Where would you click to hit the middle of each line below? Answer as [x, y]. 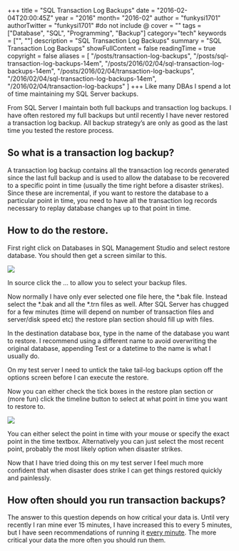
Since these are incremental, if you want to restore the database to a [108, 193]
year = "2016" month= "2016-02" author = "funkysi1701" [138, 18]
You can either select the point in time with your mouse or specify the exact [118, 433]
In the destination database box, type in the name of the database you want [118, 333]
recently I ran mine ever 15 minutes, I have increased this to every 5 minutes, [120, 525]
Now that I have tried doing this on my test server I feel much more [106, 462]
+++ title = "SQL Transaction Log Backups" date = [81, 10]
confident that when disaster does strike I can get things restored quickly [115, 470]
